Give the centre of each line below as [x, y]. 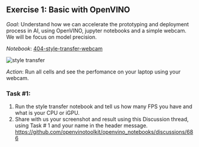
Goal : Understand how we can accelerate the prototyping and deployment [98, 24]
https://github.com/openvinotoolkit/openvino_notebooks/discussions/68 [104, 132]
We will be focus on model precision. [52, 37]
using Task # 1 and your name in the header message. [81, 125]
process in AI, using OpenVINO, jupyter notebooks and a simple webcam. [97, 30]
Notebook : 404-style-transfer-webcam [54, 48]
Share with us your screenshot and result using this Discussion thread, [102, 120]
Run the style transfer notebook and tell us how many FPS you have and [103, 106]
